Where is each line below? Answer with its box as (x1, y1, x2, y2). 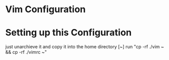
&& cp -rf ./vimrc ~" (5, 49, 47, 55)
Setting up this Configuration (5, 27, 132, 39)
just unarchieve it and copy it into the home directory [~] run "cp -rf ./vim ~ (5, 44, 164, 50)
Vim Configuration (5, 4, 86, 15)
